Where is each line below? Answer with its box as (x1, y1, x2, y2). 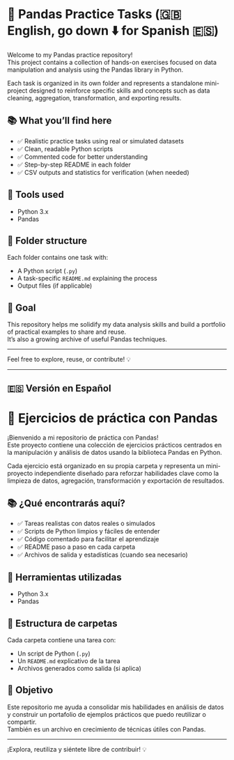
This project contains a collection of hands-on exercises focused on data (7, 58, 217, 66)
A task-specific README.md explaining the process (17, 274, 158, 283)
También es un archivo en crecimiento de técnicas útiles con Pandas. (7, 724, 206, 734)
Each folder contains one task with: (7, 254, 109, 262)
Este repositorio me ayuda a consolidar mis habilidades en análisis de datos (7, 703, 224, 711)
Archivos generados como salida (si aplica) (17, 664, 141, 672)
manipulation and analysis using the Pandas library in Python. (7, 65, 184, 74)
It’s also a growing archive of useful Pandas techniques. (7, 335, 167, 343)
